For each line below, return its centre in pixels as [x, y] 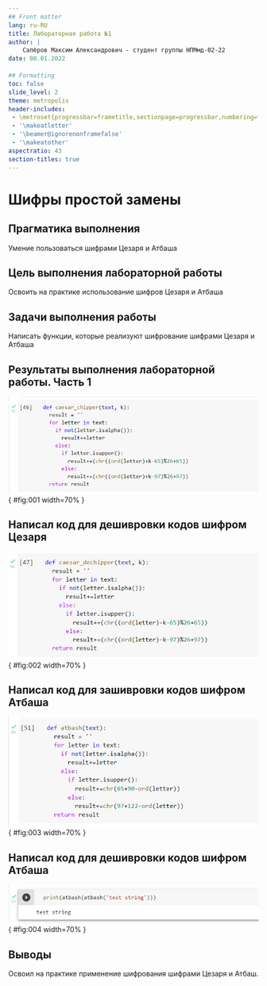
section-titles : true [44, 159]
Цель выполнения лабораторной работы [115, 273]
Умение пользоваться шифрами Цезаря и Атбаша [93, 248]
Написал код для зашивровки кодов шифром [127, 690]
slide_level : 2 [33, 92]
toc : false [26, 83]
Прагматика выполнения [74, 229]
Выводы [30, 955]
